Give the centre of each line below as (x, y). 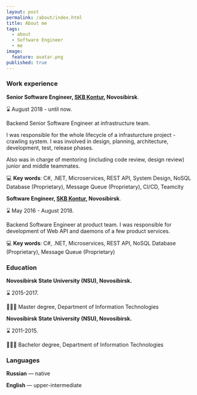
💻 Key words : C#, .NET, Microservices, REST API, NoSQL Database (91, 243)
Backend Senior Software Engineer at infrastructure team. (78, 123)
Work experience (32, 84)
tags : (13, 29)
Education (22, 267)
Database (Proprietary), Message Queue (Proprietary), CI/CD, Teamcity (95, 187)
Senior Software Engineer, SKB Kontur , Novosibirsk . (73, 97)
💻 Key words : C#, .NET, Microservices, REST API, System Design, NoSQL (99, 178)
